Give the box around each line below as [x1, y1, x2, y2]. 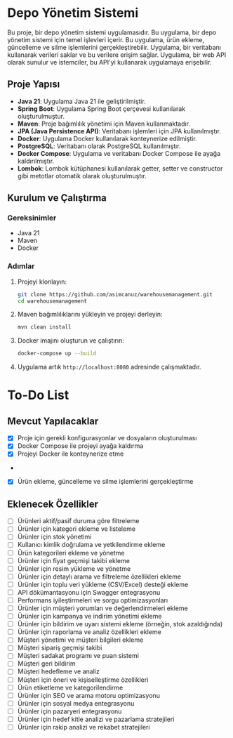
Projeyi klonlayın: [17, 277, 67, 286]
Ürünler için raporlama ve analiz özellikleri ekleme [17, 628, 161, 636]
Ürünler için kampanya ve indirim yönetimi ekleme [17, 612, 162, 621]
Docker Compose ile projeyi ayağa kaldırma [17, 442, 144, 450]
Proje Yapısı [7, 79, 60, 91]
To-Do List [7, 388, 69, 403]
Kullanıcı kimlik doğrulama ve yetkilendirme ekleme [17, 541, 166, 549]
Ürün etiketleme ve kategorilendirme [17, 683, 124, 692]
